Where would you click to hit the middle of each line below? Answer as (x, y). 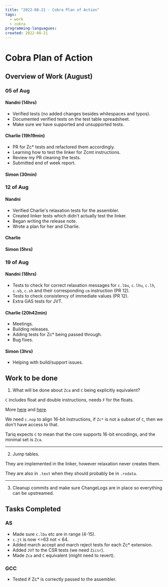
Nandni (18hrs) (21, 274)
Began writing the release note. (45, 221)
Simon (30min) (21, 174)
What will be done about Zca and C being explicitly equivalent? (76, 390)
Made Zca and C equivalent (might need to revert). (63, 555)
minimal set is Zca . (24, 440)
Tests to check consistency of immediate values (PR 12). (70, 296)
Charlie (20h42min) (26, 313)
